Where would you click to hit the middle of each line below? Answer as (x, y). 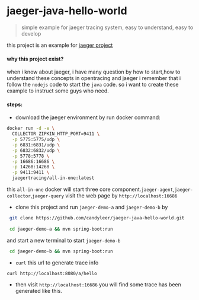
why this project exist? (35, 59)
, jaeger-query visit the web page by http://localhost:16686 (104, 196)
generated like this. (39, 291)
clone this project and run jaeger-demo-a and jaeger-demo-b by (92, 207)
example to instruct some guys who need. (58, 91)
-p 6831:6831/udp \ (36, 145)
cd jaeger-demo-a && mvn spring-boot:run (61, 229)
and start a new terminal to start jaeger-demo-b (64, 240)
